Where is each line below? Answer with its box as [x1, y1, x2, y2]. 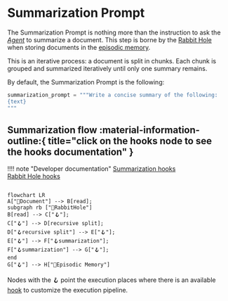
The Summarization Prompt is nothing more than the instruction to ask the [7, 28, 221, 37]
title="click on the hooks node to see [48, 135, 213, 147]
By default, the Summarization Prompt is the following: [7, 77, 165, 86]
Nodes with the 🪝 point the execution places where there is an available [7, 276, 216, 284]
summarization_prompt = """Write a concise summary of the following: [7, 91, 218, 98]
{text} [7, 98, 27, 105]
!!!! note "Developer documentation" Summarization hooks [7, 165, 176, 173]
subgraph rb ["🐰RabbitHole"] [7, 204, 93, 212]
